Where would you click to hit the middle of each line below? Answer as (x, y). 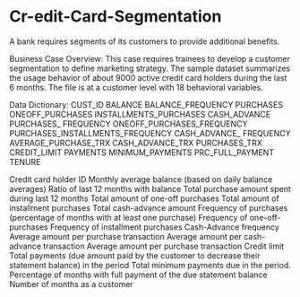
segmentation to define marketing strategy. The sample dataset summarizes (150, 68)
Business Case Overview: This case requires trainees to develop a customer (150, 58)
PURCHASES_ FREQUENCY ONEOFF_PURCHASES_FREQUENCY (129, 124)
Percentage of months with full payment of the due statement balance (138, 275)
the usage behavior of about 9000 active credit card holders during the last (148, 77)
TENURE (25, 162)
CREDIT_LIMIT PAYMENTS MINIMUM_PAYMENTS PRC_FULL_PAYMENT (142, 152)
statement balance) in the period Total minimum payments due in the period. (150, 265)
